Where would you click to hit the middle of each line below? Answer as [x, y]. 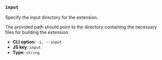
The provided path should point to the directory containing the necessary [81, 27]
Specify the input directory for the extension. [52, 17]
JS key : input [27, 47]
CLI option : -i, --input [37, 42]
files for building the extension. [37, 32]
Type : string [26, 53]
